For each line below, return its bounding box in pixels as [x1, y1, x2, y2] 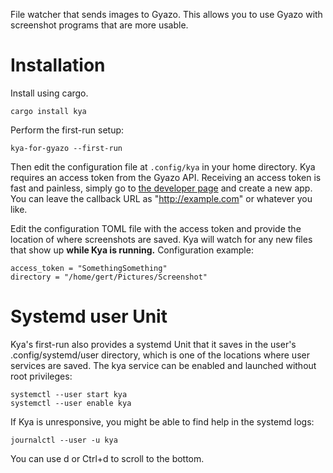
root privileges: [10, 370, 73, 382]
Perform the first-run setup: [10, 124, 125, 136]
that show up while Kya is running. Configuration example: [10, 244, 254, 256]
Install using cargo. [10, 87, 89, 99]
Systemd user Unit [10, 305, 168, 328]
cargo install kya [10, 106, 87, 116]
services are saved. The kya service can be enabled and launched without [10, 359, 317, 371]
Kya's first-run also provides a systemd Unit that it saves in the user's [10, 338, 297, 350]
